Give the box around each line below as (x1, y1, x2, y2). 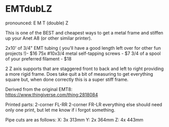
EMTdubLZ (5, 3, 52, 15)
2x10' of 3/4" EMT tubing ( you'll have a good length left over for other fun (5, 45, 161, 51)
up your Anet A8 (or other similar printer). (5, 35, 92, 41)
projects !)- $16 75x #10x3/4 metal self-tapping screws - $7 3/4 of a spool (5, 50, 161, 56)
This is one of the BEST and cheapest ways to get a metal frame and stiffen (5, 29, 164, 36)
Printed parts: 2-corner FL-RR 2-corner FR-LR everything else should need (5, 101, 162, 107)
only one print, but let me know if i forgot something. (5, 107, 116, 113)
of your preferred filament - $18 (5, 55, 72, 61)
